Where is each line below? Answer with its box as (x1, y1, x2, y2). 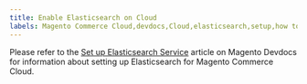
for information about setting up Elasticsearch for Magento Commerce (9, 56, 274, 67)
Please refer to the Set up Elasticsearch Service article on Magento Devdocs (9, 46, 298, 57)
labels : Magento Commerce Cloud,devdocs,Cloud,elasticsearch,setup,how (9, 22, 288, 31)
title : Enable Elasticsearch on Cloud (9, 13, 157, 23)
